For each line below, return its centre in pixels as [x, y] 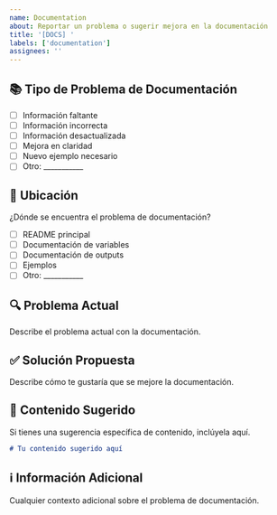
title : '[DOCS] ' [42, 34]
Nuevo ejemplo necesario [70, 156]
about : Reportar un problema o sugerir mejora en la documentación [139, 26]
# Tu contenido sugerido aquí [66, 448]
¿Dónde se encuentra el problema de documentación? [110, 217]
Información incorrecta [65, 126]
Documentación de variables [76, 245]
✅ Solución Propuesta [72, 360]
